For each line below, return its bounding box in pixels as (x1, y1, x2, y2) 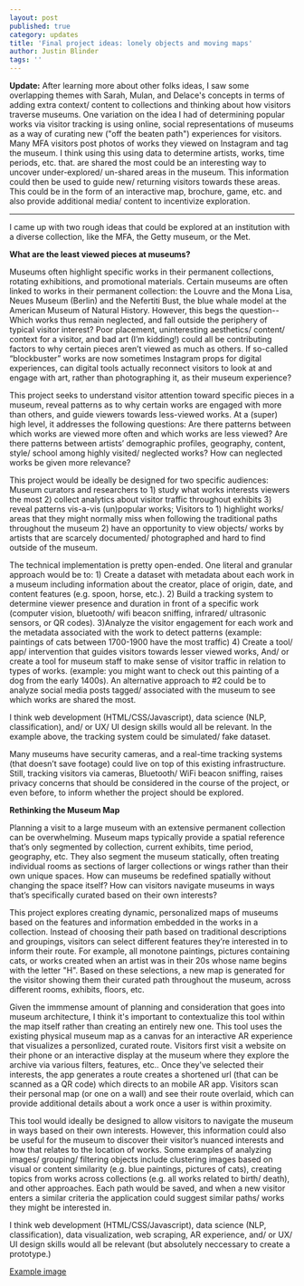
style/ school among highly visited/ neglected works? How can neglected (9, 447, 283, 458)
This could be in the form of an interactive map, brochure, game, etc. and (9, 187, 282, 197)
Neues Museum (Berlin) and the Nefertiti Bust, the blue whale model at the (9, 295, 287, 306)
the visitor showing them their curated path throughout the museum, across (9, 974, 291, 985)
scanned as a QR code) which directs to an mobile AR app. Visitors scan (9, 1079, 279, 1089)
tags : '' (9, 55, 43, 64)
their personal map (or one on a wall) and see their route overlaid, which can (9, 1089, 294, 1099)
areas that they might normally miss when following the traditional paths (9, 513, 278, 523)
